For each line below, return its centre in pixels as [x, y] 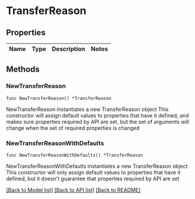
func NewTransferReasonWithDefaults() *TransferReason [75, 155]
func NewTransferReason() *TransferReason [59, 98]
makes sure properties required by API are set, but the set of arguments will [97, 122]
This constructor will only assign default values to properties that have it [93, 172]
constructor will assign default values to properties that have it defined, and [97, 115]
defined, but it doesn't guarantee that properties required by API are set [93, 178]
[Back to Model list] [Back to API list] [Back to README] [73, 190]
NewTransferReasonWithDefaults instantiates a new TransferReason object [97, 166]
